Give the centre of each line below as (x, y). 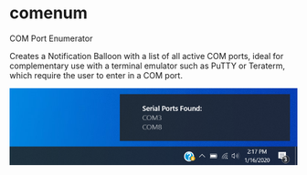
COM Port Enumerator (51, 38)
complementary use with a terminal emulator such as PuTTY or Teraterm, (148, 66)
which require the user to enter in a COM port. (96, 75)
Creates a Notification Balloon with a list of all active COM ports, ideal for (147, 56)
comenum (49, 13)
